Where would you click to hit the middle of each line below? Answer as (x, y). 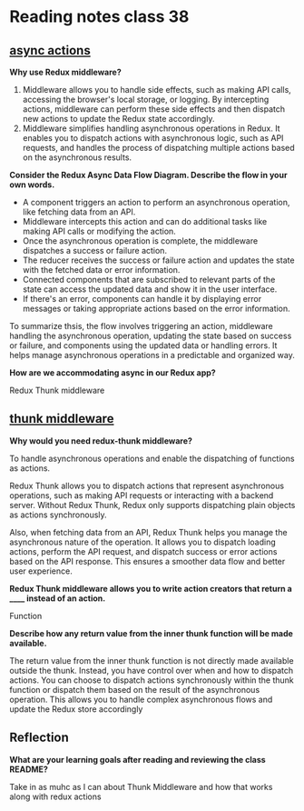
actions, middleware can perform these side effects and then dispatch (154, 109)
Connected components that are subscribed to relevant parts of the (149, 280)
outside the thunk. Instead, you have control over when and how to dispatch (152, 670)
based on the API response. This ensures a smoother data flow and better (147, 561)
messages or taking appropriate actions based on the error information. (156, 308)
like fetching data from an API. (79, 212)
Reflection (39, 738)
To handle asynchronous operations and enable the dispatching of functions (152, 458)
